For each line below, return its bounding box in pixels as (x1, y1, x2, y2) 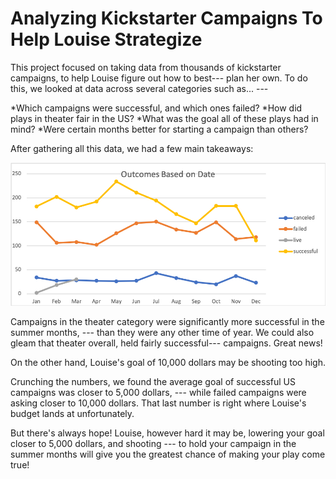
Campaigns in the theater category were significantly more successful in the (10, 315, 325, 327)
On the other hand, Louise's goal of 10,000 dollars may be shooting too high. (10, 356, 326, 368)
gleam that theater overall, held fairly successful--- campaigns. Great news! (10, 337, 323, 349)
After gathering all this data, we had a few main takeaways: (10, 142, 254, 154)
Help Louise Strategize (10, 28, 203, 51)
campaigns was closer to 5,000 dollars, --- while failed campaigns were (10, 386, 307, 398)
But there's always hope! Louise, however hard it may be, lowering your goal (10, 427, 325, 439)
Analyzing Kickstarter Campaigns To (10, 7, 323, 30)
